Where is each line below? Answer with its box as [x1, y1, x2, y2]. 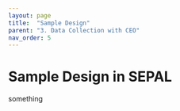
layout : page [8, 11, 52, 20]
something [8, 94, 44, 104]
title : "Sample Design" [8, 19, 90, 27]
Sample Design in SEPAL [8, 68, 173, 86]
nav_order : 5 [8, 33, 52, 42]
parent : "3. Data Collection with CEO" [8, 26, 140, 34]
